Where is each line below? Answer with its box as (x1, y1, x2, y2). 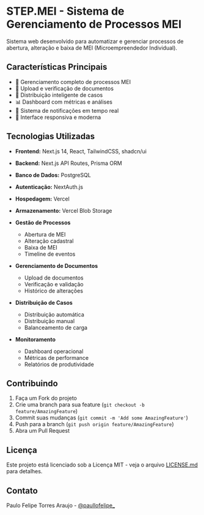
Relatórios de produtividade (24, 360, 95, 368)
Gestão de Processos (15, 219, 71, 226)
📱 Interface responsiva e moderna (15, 113, 101, 121)
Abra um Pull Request (15, 427, 70, 435)
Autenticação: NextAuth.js (15, 183, 84, 191)
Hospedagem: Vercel (15, 195, 70, 202)
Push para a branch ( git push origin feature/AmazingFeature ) (15, 421, 174, 428)
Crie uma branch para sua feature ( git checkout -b (15, 401, 145, 408)
